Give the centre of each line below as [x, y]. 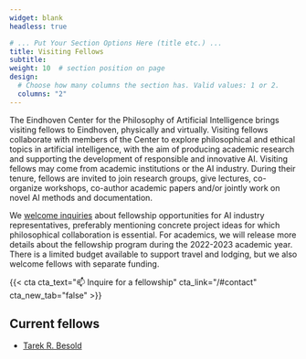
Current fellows [55, 324]
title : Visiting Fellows [57, 51]
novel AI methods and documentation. [81, 197]
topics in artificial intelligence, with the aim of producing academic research [152, 149]
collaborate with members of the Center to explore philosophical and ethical [152, 139]
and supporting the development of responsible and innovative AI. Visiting [149, 158]
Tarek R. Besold [52, 346]
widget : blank [37, 18]
